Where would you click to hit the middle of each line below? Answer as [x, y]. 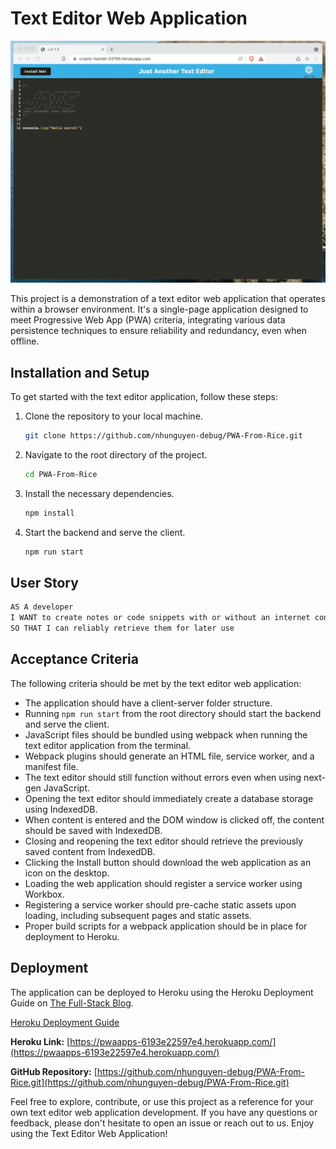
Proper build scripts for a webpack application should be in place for [166, 926]
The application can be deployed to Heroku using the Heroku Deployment [162, 992]
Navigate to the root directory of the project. [116, 454]
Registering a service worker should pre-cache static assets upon [160, 904]
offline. [25, 341]
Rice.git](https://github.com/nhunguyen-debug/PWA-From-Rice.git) [150, 1082]
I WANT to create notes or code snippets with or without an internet [160, 618]
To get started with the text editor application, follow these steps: [144, 397]
